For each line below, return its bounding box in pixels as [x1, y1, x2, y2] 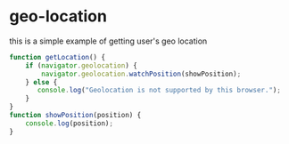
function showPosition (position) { [9, 111, 142, 120]
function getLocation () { [9, 52, 105, 61]
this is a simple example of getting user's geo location [9, 36, 208, 46]
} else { [25, 77, 58, 86]
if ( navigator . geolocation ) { [25, 60, 138, 70]
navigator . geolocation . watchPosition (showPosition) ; [41, 69, 242, 78]
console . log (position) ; [25, 118, 114, 128]
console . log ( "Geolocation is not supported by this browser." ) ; [37, 86, 281, 95]
